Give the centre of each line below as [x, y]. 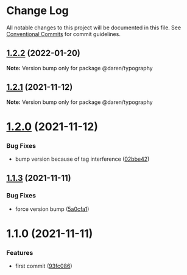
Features [20, 252]
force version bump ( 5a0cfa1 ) [52, 209]
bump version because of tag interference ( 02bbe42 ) [82, 159]
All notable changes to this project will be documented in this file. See [94, 28]
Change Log [37, 11]
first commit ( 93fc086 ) [44, 266]
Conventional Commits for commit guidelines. [63, 34]
